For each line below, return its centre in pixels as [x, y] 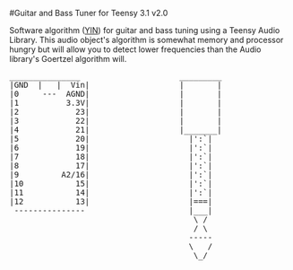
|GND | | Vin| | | [116, 85]
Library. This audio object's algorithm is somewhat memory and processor [146, 40]
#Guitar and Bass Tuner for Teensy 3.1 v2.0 [89, 13]
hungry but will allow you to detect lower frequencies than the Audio [135, 49]
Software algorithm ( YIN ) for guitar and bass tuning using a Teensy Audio [145, 30]
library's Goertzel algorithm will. [68, 59]
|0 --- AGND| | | [116, 94]
